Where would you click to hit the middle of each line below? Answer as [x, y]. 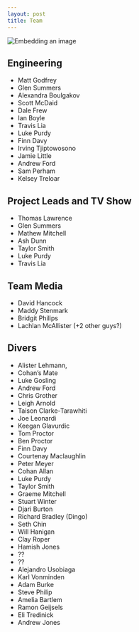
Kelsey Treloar [39, 179]
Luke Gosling [37, 380]
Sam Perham [36, 171]
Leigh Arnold [36, 403]
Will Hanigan [36, 532]
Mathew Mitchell [42, 233]
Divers [22, 348]
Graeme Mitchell [41, 494]
